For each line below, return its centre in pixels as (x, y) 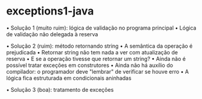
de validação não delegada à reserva (52, 34)
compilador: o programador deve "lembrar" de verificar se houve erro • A (97, 71)
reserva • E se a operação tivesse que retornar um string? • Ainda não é (96, 59)
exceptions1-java (50, 11)
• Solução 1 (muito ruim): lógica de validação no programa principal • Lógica (101, 28)
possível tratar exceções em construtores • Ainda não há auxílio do (90, 65)
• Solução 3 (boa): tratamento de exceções (60, 89)
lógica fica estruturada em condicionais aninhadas (69, 78)
